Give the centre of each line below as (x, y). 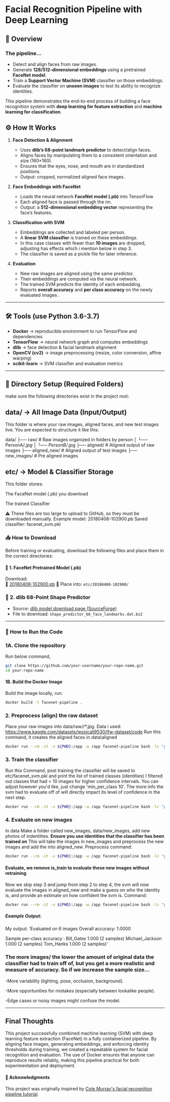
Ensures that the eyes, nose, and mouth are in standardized (82, 166)
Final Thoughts (30, 1021)
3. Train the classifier (32, 759)
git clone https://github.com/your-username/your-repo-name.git (74, 665)
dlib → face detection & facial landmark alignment (65, 347)
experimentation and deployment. (40, 1065)
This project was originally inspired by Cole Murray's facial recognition (79, 1088)
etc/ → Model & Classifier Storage (59, 472)
